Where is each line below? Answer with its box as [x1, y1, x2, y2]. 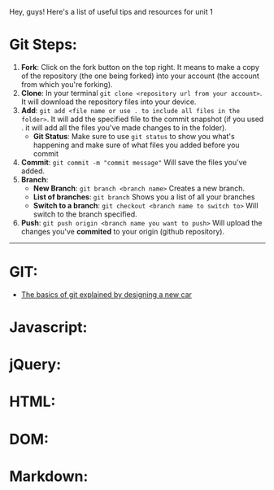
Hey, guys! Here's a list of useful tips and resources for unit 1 [9, 7, 214, 16]
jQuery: [9, 356, 62, 374]
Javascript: [9, 318, 88, 337]
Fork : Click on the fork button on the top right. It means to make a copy [20, 62, 259, 72]
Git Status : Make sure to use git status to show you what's [33, 131, 235, 141]
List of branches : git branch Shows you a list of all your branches [33, 191, 255, 202]
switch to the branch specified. [33, 209, 137, 219]
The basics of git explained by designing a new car [20, 289, 192, 300]
